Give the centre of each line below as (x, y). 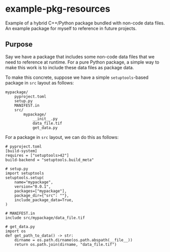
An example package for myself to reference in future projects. (71, 28)
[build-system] (21, 151)
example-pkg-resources (58, 9)
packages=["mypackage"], (41, 191)
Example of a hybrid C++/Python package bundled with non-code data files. (85, 23)
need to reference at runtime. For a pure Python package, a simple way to (82, 62)
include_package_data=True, (44, 200)
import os (16, 231)
